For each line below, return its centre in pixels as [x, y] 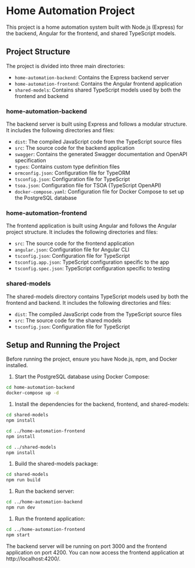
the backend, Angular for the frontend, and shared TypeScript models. [91, 33]
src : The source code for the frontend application [74, 243]
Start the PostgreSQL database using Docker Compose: [82, 377]
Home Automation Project [70, 11]
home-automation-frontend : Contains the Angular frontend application [98, 83]
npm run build [23, 480]
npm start [18, 535]
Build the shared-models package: [56, 464]
